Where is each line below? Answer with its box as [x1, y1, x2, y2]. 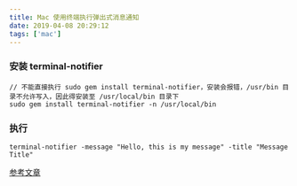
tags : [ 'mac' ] [9, 29, 62, 38]
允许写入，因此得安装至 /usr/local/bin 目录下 [21, 92, 180, 101]
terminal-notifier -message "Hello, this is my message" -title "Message [9, 143, 289, 151]
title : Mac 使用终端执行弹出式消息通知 [9, 12, 140, 22]
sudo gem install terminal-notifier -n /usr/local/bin [9, 99, 217, 109]
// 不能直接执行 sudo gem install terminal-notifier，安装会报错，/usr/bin [9, 82, 278, 91]
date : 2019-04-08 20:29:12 [9, 21, 109, 30]
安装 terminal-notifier [9, 60, 104, 73]
